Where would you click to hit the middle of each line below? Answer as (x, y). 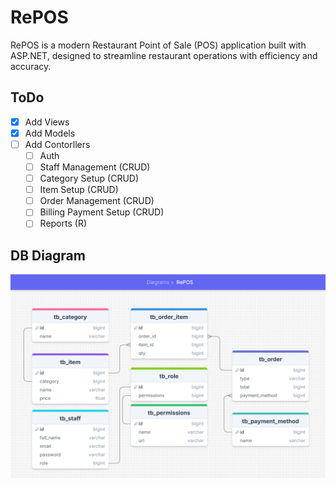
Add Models (50, 133)
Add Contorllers (57, 144)
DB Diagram (48, 255)
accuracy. (31, 66)
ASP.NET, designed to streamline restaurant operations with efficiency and (164, 55)
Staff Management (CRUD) (95, 167)
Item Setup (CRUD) (79, 190)
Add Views (47, 122)
